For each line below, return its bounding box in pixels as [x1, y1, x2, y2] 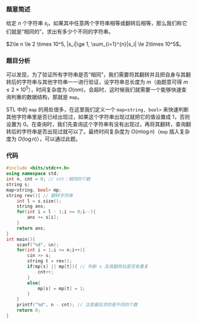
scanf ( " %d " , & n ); [16, 242, 59, 248]
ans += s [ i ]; [27, 215, 59, 221]
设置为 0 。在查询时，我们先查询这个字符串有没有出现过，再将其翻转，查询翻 [6, 121, 191, 128]
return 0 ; [16, 308, 41, 313]
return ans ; [16, 225, 46, 231]
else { [27, 280, 41, 286]
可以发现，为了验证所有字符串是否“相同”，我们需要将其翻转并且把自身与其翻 [6, 71, 191, 78]
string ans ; [16, 203, 46, 209]
